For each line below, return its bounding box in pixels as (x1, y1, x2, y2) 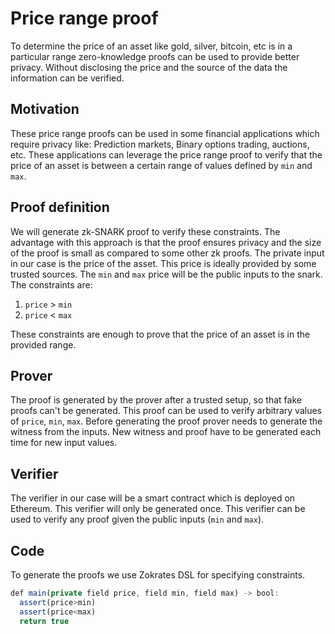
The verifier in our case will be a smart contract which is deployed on (10, 492, 296, 504)
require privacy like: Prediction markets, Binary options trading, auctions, (10, 138, 310, 150)
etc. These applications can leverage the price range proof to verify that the (10, 148, 323, 161)
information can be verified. (10, 72, 125, 84)
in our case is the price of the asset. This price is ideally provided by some (10, 257, 317, 269)
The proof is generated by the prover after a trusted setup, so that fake (10, 394, 302, 406)
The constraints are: (10, 278, 93, 291)
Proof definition (10, 199, 110, 216)
